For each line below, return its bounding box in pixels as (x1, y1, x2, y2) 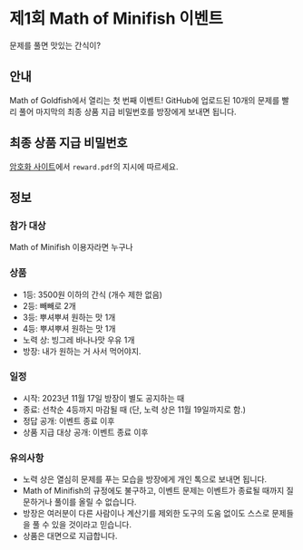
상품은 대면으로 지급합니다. (22, 531, 118, 542)
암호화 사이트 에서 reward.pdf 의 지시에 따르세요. (9, 160, 179, 172)
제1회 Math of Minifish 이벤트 (9, 8, 224, 29)
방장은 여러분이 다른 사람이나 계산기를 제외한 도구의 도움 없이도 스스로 (22, 508, 270, 519)
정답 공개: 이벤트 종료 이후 (22, 415, 115, 426)
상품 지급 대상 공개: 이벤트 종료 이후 (22, 427, 149, 438)
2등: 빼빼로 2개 (22, 300, 77, 311)
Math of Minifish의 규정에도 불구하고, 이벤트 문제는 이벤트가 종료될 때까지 (22, 486, 285, 497)
